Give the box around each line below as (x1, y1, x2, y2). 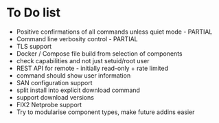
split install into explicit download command (16, 86, 140, 94)
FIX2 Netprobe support (16, 100, 82, 109)
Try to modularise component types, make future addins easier (16, 108, 195, 116)
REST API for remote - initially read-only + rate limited (16, 64, 169, 72)
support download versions (16, 93, 94, 101)
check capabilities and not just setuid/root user (16, 56, 150, 65)
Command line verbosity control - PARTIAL (16, 34, 138, 43)
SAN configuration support (16, 78, 93, 87)
